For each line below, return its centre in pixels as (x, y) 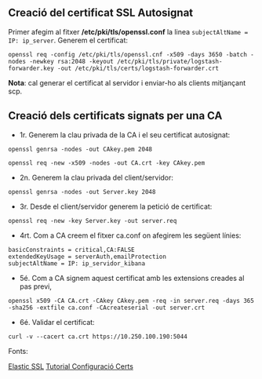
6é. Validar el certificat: (57, 322)
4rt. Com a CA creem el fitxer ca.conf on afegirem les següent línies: (130, 235)
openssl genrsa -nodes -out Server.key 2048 (82, 191)
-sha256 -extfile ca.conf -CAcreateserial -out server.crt (107, 308)
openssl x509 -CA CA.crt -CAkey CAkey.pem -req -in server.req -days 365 (131, 301)
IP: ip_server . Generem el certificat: (68, 40)
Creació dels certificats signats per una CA (115, 116)
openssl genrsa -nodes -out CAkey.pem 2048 (80, 149)
